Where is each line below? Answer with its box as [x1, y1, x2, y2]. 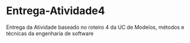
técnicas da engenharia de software [6, 29, 94, 37]
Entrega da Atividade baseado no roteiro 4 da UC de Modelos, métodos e [6, 24, 185, 31]
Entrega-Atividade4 [6, 4, 105, 18]
